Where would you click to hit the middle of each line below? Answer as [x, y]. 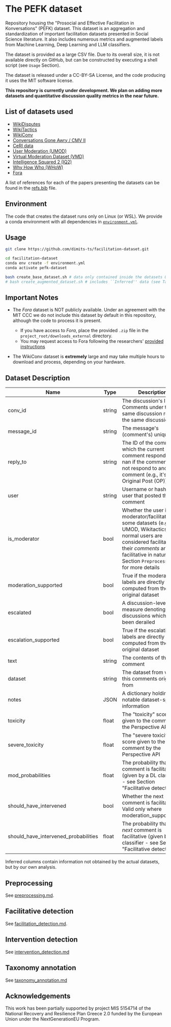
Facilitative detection [39, 911]
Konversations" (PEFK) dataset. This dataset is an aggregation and [75, 28]
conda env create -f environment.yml [45, 263]
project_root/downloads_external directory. [66, 336]
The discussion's [142, 401]
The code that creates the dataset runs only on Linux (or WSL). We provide [84, 216]
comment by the [141, 748]
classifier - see [140, 843]
